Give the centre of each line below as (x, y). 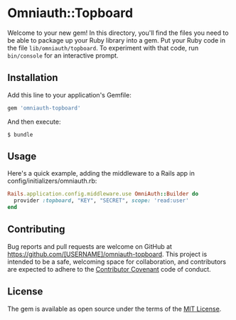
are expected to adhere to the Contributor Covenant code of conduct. (109, 269)
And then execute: (34, 122)
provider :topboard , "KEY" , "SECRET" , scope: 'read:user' (102, 201)
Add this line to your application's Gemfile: (69, 95)
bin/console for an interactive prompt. (63, 55)
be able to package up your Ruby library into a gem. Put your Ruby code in (117, 40)
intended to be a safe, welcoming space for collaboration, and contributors (117, 262)
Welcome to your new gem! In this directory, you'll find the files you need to (118, 33)
